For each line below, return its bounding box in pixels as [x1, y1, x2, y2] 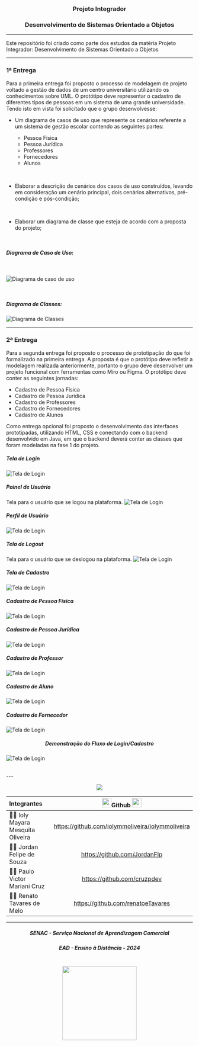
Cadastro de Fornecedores [14, 405, 81, 412]
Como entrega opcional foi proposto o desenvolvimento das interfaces [6, 422, 179, 429]
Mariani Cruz [9, 882, 46, 890]
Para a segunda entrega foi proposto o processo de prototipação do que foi [6, 349, 191, 357]
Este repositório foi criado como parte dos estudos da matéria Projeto [6, 40, 176, 47]
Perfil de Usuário [6, 512, 49, 519]
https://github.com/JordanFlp [81, 851, 163, 859]
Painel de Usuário [6, 483, 51, 490]
